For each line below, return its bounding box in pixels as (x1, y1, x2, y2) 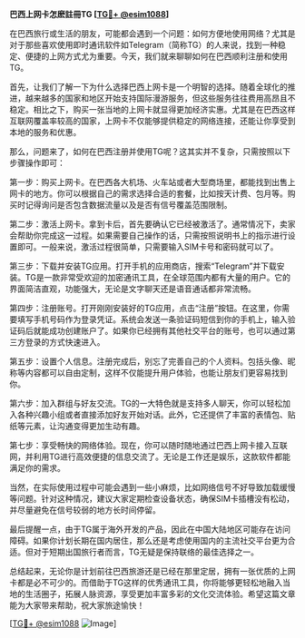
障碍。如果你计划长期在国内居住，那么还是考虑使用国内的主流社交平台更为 (9, 535, 288, 545)
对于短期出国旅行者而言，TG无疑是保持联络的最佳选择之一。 (33, 546, 260, 557)
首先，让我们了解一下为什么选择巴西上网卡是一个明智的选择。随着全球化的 (9, 82, 288, 92)
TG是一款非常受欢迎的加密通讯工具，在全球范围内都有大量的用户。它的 (25, 272, 291, 282)
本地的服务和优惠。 (9, 127, 82, 137)
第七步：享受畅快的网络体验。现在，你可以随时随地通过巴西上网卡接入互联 (9, 440, 288, 450)
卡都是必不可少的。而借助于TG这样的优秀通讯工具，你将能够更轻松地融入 (9, 577, 283, 588)
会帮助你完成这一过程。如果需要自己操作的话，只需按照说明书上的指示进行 (9, 231, 288, 240)
